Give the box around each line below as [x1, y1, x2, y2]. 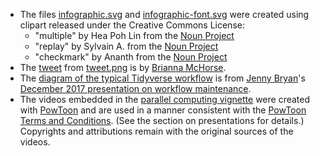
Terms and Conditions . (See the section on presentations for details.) [19, 115, 305, 126]
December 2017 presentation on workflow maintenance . [19, 83, 252, 94]
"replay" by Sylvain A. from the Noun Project [34, 40, 219, 52]
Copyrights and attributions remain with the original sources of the [19, 125, 294, 137]
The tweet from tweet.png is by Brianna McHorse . [19, 62, 227, 73]
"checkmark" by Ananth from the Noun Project [34, 51, 228, 63]
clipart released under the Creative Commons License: [19, 19, 245, 31]
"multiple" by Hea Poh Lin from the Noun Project [34, 30, 235, 41]
